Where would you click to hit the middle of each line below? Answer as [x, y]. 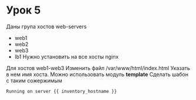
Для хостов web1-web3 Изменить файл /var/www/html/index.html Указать [98, 68]
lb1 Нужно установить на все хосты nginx [67, 56]
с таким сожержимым [34, 81]
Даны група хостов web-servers [46, 26]
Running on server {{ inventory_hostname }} [62, 91]
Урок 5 [24, 10]
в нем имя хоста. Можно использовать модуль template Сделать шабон [97, 74]
